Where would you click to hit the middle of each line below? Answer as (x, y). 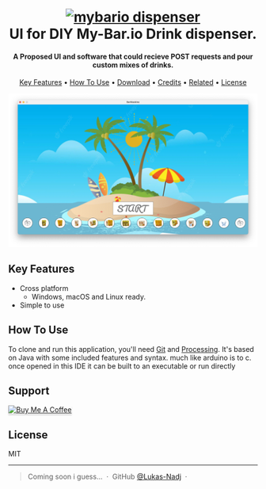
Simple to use (42, 305)
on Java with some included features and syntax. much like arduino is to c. (130, 357)
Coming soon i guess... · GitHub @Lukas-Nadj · (107, 477)
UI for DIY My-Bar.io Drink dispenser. (133, 34)
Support (29, 390)
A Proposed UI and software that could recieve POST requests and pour (133, 56)
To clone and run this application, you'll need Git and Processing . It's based (131, 349)
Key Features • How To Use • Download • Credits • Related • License (133, 82)
